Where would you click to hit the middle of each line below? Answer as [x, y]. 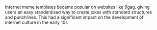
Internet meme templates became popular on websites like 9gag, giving [78, 7]
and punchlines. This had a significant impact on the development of [74, 17]
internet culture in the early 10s [36, 22]
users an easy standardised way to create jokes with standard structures [78, 12]
